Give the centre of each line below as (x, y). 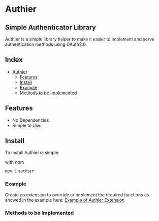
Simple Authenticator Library (50, 27)
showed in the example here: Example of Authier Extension (65, 200)
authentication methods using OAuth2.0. (46, 44)
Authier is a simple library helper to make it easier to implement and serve (80, 39)
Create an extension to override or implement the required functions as (77, 195)
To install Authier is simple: (32, 153)
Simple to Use (26, 125)
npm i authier (20, 171)
